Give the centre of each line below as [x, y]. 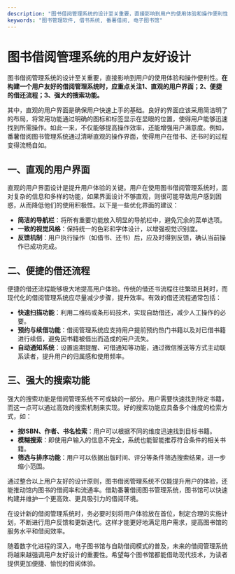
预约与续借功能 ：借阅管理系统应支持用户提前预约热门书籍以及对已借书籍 [121, 330]
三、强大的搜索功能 [49, 380]
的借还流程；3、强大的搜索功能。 [55, 95]
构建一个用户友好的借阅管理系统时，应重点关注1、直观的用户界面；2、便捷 [115, 87]
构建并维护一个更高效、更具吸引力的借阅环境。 [74, 498]
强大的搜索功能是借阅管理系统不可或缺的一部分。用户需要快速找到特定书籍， [117, 398]
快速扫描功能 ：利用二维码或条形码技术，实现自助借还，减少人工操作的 [119, 313]
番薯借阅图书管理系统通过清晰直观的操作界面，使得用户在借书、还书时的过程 [117, 137]
